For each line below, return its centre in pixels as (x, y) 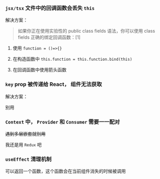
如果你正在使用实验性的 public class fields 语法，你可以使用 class (86, 31)
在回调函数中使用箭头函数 (39, 70)
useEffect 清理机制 (29, 159)
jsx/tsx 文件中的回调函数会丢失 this (50, 8)
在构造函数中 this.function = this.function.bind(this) (72, 59)
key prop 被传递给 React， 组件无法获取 (54, 84)
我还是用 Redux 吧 (23, 144)
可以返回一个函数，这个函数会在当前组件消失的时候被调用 (65, 171)
